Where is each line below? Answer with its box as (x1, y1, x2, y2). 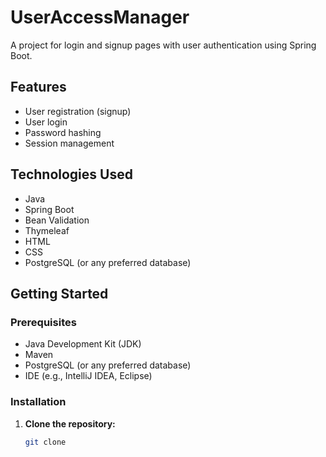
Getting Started (10, 285, 109, 302)
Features (10, 79, 67, 96)
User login (24, 116, 68, 128)
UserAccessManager (10, 6, 190, 29)
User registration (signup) (24, 105, 132, 117)
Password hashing (24, 126, 102, 138)
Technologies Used (10, 166, 133, 183)
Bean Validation (24, 214, 90, 226)
